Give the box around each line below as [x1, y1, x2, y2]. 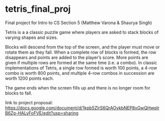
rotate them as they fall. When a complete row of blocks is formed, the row [5, 49, 156, 55]
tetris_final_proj [5, 3, 71, 15]
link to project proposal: [5, 99, 53, 105]
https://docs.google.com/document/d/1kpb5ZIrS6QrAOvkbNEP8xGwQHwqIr [5, 105, 160, 111]
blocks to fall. [5, 90, 32, 96]
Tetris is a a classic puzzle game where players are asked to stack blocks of [5, 29, 159, 35]
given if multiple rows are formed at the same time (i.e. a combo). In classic [5, 60, 157, 65]
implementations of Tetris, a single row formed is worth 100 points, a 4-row [5, 65, 157, 71]
